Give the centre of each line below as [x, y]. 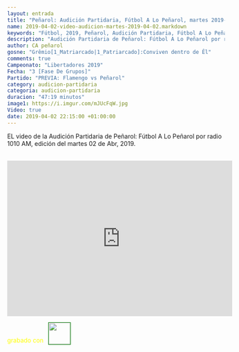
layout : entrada [30, 13]
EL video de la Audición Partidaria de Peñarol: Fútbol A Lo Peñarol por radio [115, 136]
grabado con [25, 340]
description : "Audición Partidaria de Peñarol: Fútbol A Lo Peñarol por [114, 39]
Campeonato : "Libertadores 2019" [55, 65]
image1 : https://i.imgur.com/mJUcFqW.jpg [68, 104]
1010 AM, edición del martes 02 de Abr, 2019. [71, 143]
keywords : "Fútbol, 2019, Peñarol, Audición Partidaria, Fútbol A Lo [109, 33]
